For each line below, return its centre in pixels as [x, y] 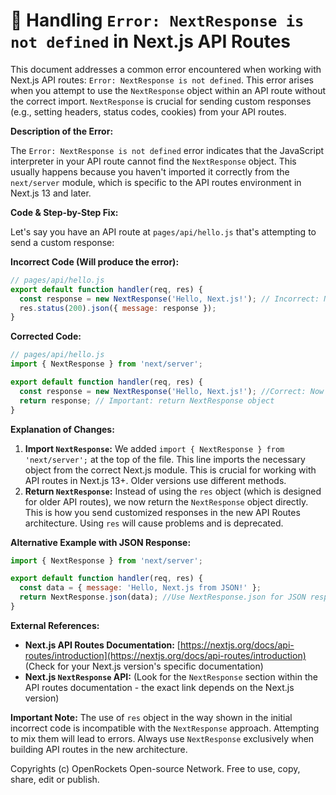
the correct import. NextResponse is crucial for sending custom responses [161, 101]
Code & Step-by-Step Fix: [64, 212]
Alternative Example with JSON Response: [101, 542]
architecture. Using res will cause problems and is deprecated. [154, 523]
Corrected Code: [46, 336]
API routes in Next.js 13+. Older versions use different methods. [155, 480]
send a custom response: [62, 242]
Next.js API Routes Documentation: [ [102, 645]
